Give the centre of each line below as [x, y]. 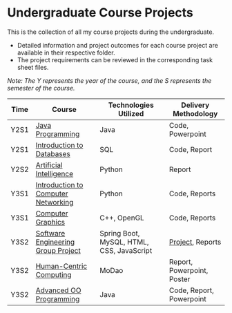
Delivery [195, 105]
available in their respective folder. [66, 53]
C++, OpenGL [122, 218]
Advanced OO [58, 290]
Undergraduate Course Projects [100, 13]
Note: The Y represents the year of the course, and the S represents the [109, 80]
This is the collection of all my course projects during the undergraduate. [111, 32]
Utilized [131, 113]
